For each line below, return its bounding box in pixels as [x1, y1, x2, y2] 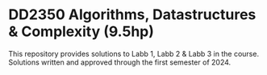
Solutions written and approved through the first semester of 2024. [8, 57, 232, 67]
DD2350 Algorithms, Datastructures [8, 6, 257, 24]
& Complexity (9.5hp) [8, 22, 155, 41]
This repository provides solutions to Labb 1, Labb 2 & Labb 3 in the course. [8, 49, 260, 58]
